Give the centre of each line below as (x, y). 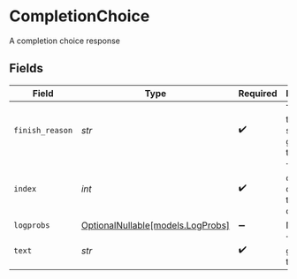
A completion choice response (65, 41)
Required (258, 93)
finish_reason (43, 130)
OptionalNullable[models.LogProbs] (155, 225)
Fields (27, 68)
